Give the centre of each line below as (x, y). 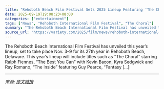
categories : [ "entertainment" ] (37, 19)
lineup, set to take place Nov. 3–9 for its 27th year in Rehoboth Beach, (75, 51)
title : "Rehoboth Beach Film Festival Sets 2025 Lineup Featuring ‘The (79, 10)
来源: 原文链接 (19, 82)
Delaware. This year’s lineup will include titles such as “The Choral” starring (81, 56)
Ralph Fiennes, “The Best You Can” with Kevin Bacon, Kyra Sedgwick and (79, 62)
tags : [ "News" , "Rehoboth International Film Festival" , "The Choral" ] (79, 23)
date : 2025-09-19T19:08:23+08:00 (39, 14)
